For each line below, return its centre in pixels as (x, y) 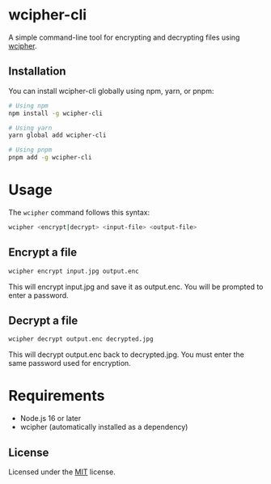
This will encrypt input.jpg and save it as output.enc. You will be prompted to (136, 287)
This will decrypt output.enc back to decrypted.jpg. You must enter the (126, 355)
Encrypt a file (43, 253)
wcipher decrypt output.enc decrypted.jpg (81, 339)
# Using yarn (30, 128)
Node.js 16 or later (51, 418)
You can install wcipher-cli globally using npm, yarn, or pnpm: (111, 91)
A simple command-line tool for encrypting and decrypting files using (124, 37)
